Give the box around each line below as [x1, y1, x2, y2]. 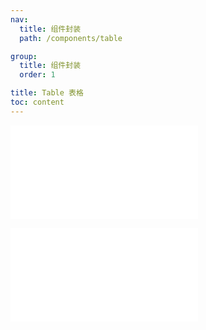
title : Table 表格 [10, 88, 84, 98]
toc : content [10, 97, 65, 107]
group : [10, 51, 38, 61]
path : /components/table [19, 33, 123, 43]
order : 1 [19, 70, 56, 80]
